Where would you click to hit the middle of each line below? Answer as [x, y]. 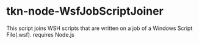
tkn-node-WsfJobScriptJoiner [85, 11]
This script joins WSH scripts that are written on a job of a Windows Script [99, 28]
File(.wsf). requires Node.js [40, 34]
